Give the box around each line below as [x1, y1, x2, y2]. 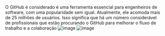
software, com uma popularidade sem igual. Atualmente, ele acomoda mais [5, 9, 160, 15]
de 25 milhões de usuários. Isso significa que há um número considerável [5, 15, 157, 20]
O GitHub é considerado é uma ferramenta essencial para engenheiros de [5, 4, 157, 10]
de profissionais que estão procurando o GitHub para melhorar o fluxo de [5, 20, 156, 26]
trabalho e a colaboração [5, 25, 57, 31]
